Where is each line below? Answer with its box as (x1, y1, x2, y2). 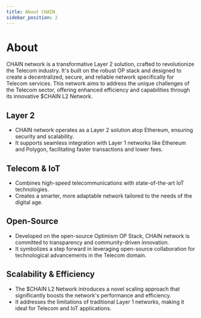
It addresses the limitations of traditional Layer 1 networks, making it (14, 298, 185, 305)
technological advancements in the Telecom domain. (14, 251, 147, 259)
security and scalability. (14, 133, 74, 140)
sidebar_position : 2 (6, 15, 59, 21)
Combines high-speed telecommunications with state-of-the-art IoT (14, 179, 184, 187)
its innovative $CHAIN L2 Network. (6, 93, 93, 100)
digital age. (14, 199, 43, 206)
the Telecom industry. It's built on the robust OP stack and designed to (6, 67, 182, 75)
